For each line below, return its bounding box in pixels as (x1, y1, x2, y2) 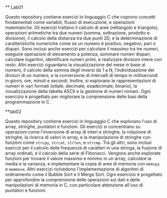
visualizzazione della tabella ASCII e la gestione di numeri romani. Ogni (5, 88, 151, 94)
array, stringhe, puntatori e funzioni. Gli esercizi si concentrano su (5, 123, 141, 129)
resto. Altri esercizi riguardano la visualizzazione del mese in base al (5, 62, 146, 67)
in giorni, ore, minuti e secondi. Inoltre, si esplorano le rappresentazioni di (5, 77, 156, 83)
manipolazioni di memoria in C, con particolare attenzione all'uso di (5, 182, 143, 188)
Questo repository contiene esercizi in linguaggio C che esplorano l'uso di (5, 118, 157, 124)
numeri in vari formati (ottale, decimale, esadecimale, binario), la (5, 83, 137, 89)
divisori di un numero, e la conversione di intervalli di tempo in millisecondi (5, 72, 158, 78)
